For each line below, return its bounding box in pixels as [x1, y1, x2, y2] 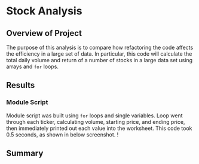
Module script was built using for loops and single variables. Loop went [6, 112, 183, 119]
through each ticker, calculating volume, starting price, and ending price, [6, 118, 185, 125]
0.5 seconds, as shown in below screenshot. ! [6, 130, 119, 138]
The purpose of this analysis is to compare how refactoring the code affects [6, 44, 194, 51]
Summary [6, 148, 44, 159]
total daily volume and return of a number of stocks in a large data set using [6, 57, 193, 63]
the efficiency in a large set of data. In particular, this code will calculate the [6, 50, 192, 57]
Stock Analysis [6, 4, 82, 18]
